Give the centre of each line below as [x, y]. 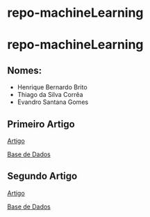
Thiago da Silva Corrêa [50, 95]
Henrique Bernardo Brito [52, 87]
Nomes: [25, 70]
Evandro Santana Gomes [53, 102]
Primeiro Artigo [41, 124]
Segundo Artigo [42, 176]
